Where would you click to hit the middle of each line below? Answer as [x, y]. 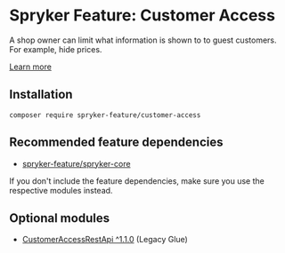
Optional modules [59, 218]
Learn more [30, 67]
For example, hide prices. [56, 49]
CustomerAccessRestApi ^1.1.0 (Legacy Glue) [105, 240]
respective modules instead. [61, 190]
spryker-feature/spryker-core [76, 163]
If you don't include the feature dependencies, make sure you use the [137, 181]
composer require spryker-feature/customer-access [105, 115]
